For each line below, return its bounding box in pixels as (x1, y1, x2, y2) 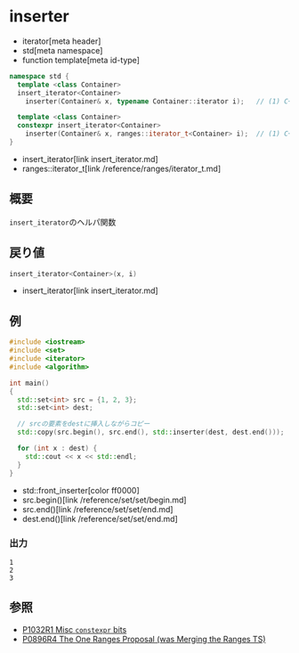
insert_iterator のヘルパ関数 (9, 216, 117, 227)
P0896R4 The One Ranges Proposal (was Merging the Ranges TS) (21, 633, 266, 644)
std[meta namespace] (21, 45, 103, 55)
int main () (9, 379, 50, 388)
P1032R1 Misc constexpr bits (21, 624, 127, 634)
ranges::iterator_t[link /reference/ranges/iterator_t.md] (21, 163, 222, 174)
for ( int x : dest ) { (17, 444, 98, 453)
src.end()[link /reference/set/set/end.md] (21, 503, 174, 514)
